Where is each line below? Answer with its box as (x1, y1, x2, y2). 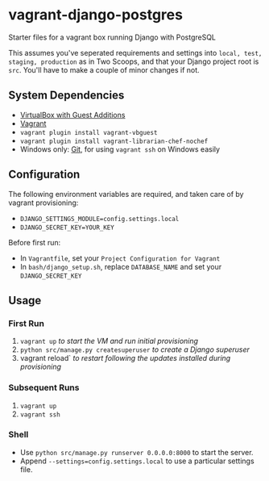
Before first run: (8, 237, 61, 247)
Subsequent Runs (8, 382, 80, 393)
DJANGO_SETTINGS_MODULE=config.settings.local (19, 215, 180, 223)
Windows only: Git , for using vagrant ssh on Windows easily (19, 144, 220, 154)
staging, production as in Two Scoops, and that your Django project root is (8, 56, 259, 66)
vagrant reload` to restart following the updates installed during (19, 353, 231, 363)
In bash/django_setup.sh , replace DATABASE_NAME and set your (19, 261, 222, 271)
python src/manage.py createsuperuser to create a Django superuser (19, 345, 250, 354)
